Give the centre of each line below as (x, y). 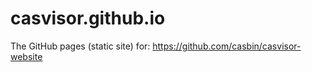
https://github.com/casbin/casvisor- (227, 46)
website (26, 56)
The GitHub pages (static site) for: (80, 46)
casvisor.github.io (88, 18)
